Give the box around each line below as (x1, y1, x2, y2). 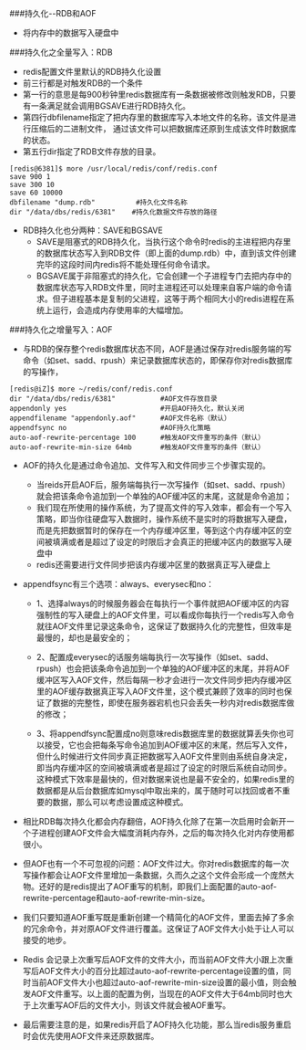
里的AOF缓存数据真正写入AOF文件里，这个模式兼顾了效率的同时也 (36, 686, 284, 697)
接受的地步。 (22, 935, 71, 945)
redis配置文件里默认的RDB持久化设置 (22, 67, 162, 77)
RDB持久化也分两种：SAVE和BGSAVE (22, 225, 164, 236)
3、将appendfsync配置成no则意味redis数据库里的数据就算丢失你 (36, 729, 279, 739)
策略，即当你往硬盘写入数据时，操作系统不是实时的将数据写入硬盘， (36, 514, 292, 524)
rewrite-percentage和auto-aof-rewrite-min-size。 (22, 893, 210, 903)
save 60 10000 (9, 188, 64, 197)
